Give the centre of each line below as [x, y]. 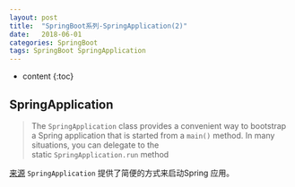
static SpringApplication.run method [100, 154]
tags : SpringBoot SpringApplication [78, 51]
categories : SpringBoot [54, 42]
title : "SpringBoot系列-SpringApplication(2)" [99, 26]
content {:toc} [48, 76]
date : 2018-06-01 [46, 34]
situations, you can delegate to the [95, 145]
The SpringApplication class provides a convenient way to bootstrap [159, 125]
